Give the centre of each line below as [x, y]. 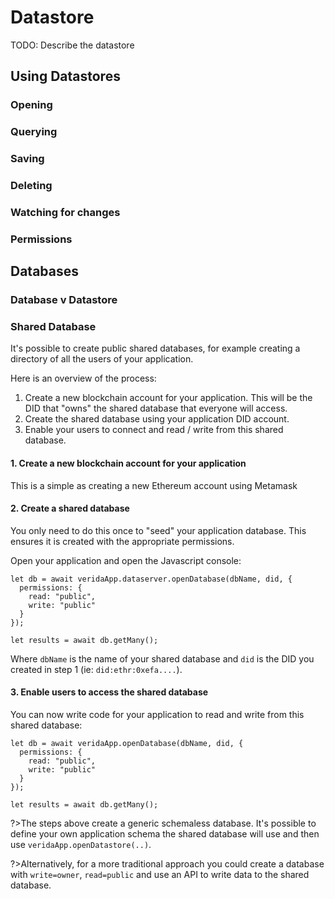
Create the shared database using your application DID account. [157, 419]
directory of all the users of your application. [102, 359]
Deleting [31, 186]
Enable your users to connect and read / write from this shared [154, 430]
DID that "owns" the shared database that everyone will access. [156, 408]
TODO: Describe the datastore [72, 45]
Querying [34, 132]
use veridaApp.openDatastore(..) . [81, 845]
